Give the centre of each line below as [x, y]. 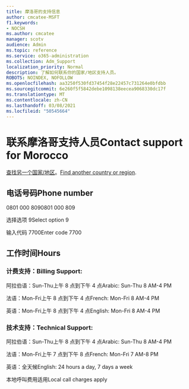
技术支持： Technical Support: [50, 327]
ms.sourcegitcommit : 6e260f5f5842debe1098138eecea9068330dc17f [86, 89]
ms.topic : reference [32, 50]
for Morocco [37, 155]
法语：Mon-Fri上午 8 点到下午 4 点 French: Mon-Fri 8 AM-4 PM [83, 298]
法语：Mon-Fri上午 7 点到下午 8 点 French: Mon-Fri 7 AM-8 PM [82, 355]
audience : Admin [26, 45]
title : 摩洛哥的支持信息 [33, 12]
